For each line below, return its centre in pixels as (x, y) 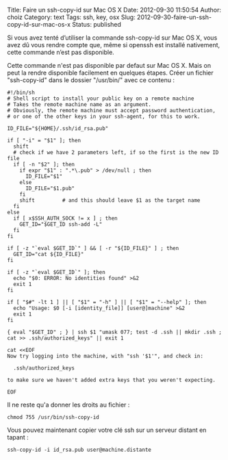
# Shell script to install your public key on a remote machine (101, 99)
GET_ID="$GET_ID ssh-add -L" (61, 225)
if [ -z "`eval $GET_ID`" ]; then (56, 272)
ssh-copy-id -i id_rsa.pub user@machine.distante (79, 450)
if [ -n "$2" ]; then (44, 164)
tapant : (18, 437)
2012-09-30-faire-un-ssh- (174, 17)
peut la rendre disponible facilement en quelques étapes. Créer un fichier (110, 73)
